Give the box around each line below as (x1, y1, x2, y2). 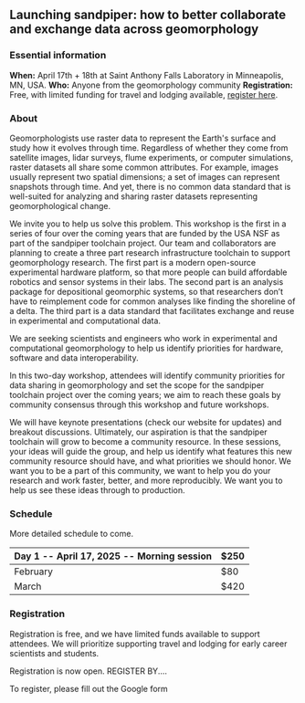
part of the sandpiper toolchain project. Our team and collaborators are (9, 237, 277, 248)
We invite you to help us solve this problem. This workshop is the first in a (9, 218, 287, 229)
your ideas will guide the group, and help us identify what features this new (9, 446, 292, 456)
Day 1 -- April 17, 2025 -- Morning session (14, 550, 213, 562)
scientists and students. (9, 647, 100, 658)
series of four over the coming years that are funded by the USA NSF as (9, 227, 280, 238)
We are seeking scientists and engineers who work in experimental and (9, 332, 278, 343)
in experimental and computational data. (9, 315, 162, 326)
